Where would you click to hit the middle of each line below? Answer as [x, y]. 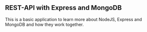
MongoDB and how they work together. [45, 24]
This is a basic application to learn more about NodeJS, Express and [73, 19]
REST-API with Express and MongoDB [64, 8]
